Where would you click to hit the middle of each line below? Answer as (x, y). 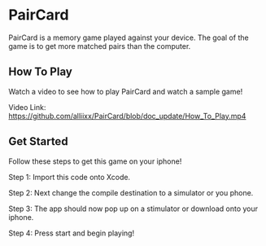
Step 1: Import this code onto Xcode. (70, 177)
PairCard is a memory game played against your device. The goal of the (129, 37)
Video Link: (27, 107)
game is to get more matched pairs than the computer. (100, 46)
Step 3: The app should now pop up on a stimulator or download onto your (133, 209)
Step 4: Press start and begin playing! (72, 233)
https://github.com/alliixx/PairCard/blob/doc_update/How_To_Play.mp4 (127, 116)
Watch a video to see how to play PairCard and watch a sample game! (126, 91)
